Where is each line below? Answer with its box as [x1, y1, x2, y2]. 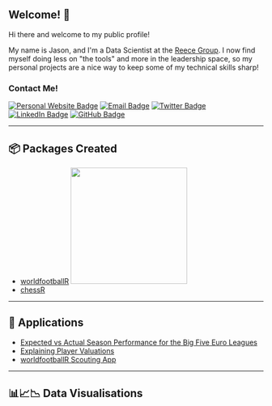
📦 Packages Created [8, 142, 117, 155]
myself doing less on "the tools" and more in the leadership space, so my [8, 53, 253, 63]
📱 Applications [8, 316, 84, 330]
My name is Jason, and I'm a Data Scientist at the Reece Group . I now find [8, 45, 256, 55]
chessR [19, 285, 46, 294]
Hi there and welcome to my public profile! [8, 29, 150, 39]
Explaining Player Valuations [19, 345, 115, 356]
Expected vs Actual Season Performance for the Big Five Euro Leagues [19, 337, 257, 347]
